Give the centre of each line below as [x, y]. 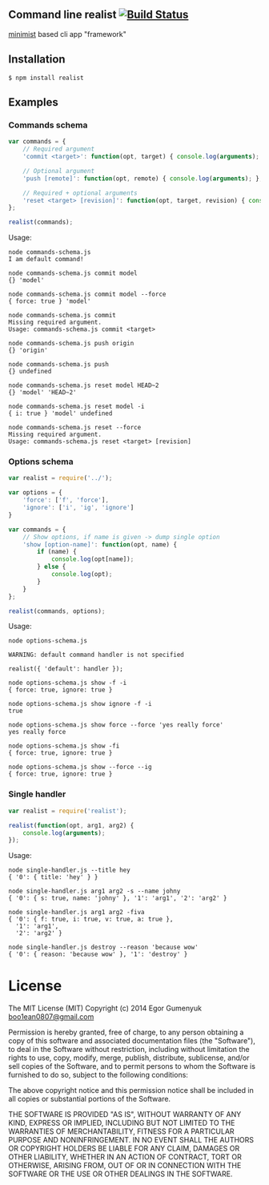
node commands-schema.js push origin [71, 344]
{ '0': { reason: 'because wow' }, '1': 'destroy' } [98, 954]
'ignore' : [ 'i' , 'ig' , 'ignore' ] [78, 508]
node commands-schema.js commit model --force [87, 294]
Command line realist [62, 15]
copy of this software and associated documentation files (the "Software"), [132, 1041]
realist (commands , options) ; [57, 611]
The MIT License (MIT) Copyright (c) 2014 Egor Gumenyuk [105, 1008]
